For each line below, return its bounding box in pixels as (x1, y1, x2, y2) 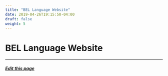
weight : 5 (5, 21, 26, 26)
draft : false (5, 16, 32, 21)
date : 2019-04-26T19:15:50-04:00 (5, 12, 75, 17)
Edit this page (5, 65, 35, 71)
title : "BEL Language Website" (5, 7, 70, 12)
